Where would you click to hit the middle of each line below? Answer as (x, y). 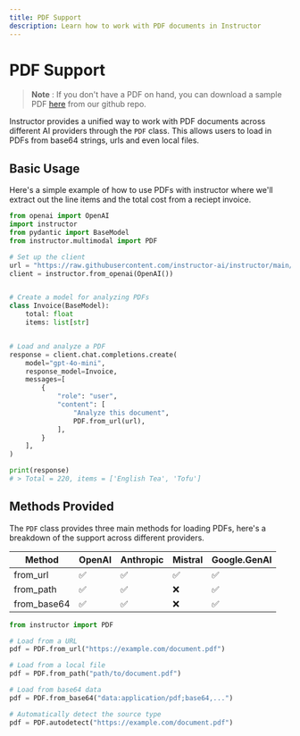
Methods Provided (62, 507)
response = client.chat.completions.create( (93, 355)
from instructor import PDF (62, 625)
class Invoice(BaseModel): (59, 306)
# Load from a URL (43, 641)
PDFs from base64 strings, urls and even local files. (104, 140)
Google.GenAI (242, 559)
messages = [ (46, 380)
